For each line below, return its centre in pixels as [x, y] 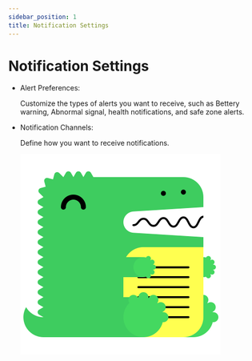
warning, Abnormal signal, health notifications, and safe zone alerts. [132, 112]
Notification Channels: [56, 127]
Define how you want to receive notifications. [94, 143]
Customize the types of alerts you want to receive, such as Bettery [130, 103]
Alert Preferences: [50, 88]
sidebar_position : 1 [43, 17]
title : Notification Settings [59, 25]
